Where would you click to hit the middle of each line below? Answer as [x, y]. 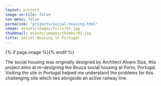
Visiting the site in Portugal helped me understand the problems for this [79, 72]
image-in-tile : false [28, 15]
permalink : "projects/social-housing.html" [52, 24]
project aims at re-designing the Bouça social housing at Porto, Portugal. [81, 67]
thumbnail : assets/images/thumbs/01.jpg [48, 33]
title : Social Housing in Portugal [43, 38]
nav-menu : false [22, 19]
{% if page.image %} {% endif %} [40, 52]
